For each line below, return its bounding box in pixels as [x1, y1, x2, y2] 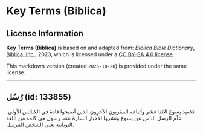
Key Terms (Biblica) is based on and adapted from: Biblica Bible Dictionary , [6, 44, 195, 51]
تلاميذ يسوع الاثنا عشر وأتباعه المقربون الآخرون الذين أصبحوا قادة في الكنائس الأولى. [6, 107, 195, 115]
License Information [6, 28, 83, 39]
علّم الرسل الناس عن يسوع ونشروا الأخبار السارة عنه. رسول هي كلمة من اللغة [6, 114, 182, 121]
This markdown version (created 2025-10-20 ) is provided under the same [6, 62, 187, 69]
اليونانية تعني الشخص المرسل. [6, 121, 74, 128]
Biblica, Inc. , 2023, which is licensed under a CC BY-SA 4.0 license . [6, 51, 175, 58]
